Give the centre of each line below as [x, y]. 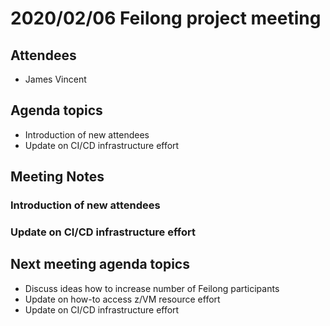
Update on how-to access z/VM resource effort [122, 299]
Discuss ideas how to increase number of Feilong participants [152, 288]
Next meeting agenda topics [100, 264]
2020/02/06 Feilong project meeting [166, 18]
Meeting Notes [57, 177]
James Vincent [55, 79]
